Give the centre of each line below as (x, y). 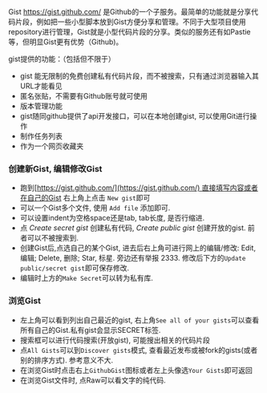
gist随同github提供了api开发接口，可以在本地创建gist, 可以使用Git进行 (135, 116)
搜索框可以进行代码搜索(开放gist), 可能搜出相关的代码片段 (115, 340)
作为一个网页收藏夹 (52, 146)
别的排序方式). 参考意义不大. (67, 360)
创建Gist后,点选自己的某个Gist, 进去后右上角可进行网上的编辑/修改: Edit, (138, 248)
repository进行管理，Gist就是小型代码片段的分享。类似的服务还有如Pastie (129, 32)
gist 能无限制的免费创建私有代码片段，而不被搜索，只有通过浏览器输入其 (139, 76)
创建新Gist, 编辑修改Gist (55, 168)
